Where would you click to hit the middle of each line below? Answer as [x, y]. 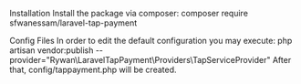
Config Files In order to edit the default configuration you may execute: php [151, 41]
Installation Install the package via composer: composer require [129, 13]
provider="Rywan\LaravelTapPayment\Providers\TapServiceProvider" [140, 60]
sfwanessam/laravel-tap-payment [73, 23]
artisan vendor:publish [52, 50]
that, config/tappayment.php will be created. [93, 69]
